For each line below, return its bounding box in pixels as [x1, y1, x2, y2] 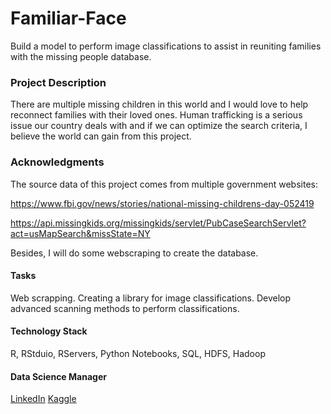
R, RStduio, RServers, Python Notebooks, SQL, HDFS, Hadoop [10, 347, 266, 359]
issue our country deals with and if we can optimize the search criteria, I [10, 120, 308, 132]
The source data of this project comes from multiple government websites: [10, 178, 318, 190]
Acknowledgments [10, 155, 105, 169]
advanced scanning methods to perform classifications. [10, 302, 240, 314]
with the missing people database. [10, 50, 152, 62]
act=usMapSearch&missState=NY [10, 227, 151, 239]
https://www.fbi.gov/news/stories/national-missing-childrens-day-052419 [10, 197, 315, 209]
